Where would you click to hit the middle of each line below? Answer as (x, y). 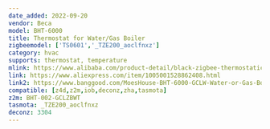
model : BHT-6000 (35, 30)
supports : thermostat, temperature (68, 61)
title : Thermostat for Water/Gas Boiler (77, 38)
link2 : (19, 83)
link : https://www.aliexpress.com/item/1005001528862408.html (115, 75)
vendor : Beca (30, 23)
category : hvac (34, 53)
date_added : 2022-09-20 (48, 16)
